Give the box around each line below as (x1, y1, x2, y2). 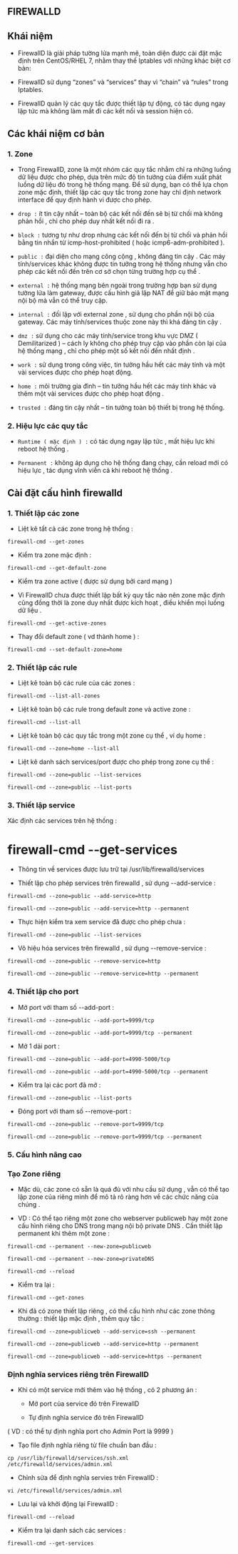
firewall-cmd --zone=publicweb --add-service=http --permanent (7, 1340, 200, 1347)
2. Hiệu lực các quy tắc (7, 421, 88, 431)
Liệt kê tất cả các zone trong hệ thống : (17, 524, 133, 533)
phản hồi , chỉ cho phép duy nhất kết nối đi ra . (17, 217, 155, 225)
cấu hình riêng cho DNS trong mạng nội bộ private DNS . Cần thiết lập (17, 1221, 223, 1230)
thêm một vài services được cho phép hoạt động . (17, 389, 165, 398)
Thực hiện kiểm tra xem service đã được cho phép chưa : (17, 918, 186, 926)
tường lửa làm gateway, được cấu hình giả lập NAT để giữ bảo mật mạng (17, 288, 229, 297)
